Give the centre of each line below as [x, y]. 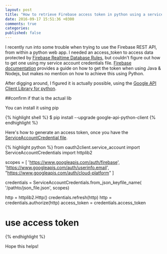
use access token [42, 223]
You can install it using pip [32, 108]
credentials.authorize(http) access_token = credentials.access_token [76, 203]
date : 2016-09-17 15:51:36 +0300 [40, 19]
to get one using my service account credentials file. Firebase [68, 63]
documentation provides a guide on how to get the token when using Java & [83, 68]
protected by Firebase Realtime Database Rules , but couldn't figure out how [83, 58]
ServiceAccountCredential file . [37, 138]
